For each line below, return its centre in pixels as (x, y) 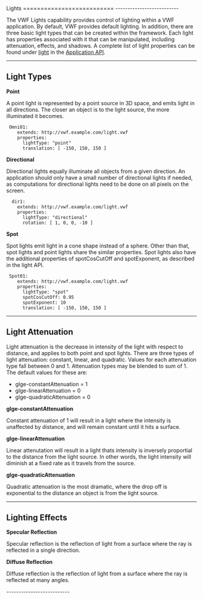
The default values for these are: (47, 372)
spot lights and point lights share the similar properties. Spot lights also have (101, 252)
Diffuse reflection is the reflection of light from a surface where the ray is (97, 574)
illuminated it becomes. (35, 116)
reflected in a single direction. (43, 550)
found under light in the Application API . (56, 52)
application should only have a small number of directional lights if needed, (100, 177)
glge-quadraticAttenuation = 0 (53, 397)
